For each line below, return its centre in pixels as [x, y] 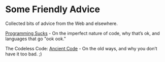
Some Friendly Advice [53, 9]
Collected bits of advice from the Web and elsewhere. [61, 23]
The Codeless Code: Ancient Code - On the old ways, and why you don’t [81, 48]
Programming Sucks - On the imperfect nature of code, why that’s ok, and [82, 33]
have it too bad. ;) [24, 54]
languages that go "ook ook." [36, 39]
